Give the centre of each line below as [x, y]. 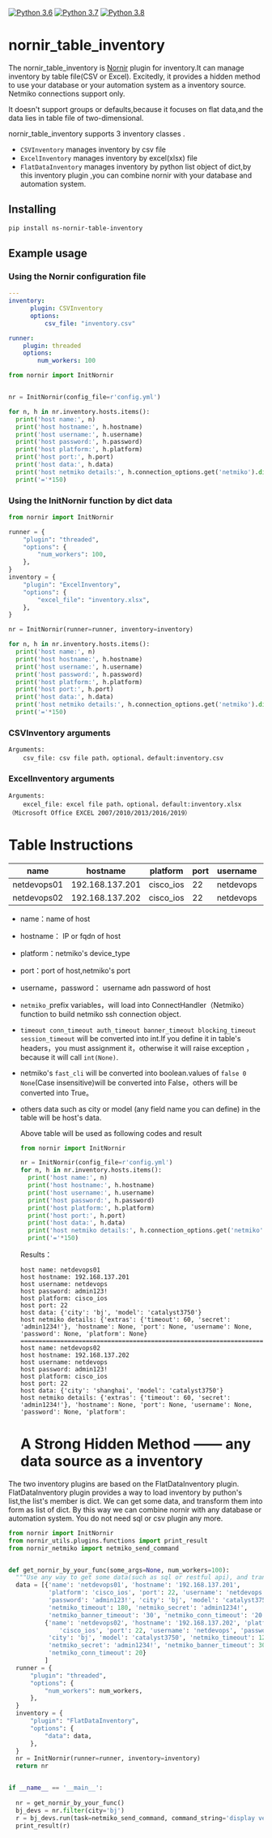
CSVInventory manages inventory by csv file [93, 149]
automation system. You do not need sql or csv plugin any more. [116, 1518]
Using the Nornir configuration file [77, 276]
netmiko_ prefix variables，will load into [85, 1005]
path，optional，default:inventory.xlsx [174, 804]
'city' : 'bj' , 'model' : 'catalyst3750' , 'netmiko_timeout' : [151, 1638]
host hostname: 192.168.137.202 [74, 1355]
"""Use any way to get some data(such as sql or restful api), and [132, 1578]
